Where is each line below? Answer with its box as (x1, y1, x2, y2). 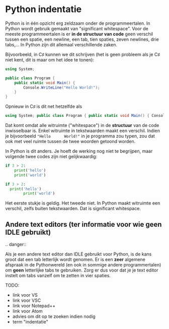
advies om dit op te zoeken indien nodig (12, 313, 96, 319)
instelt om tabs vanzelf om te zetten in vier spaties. (5, 273, 111, 279)
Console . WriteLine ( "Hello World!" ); (23, 85, 100, 90)
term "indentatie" (12, 319, 49, 325)
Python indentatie (5, 4, 82, 15)
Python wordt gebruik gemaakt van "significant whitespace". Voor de (5, 25, 148, 31)
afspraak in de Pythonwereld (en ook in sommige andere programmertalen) (5, 262, 161, 268)
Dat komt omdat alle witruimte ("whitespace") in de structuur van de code (5, 122, 159, 128)
